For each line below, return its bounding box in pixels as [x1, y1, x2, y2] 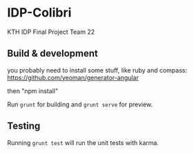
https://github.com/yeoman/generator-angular [7, 73, 139, 81]
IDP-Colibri [7, 5, 72, 21]
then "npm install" [7, 86, 59, 95]
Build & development [7, 48, 98, 59]
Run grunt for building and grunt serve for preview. [7, 100, 153, 108]
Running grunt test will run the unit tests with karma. [7, 138, 159, 146]
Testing [7, 120, 41, 132]
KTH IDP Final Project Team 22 [7, 28, 95, 36]
